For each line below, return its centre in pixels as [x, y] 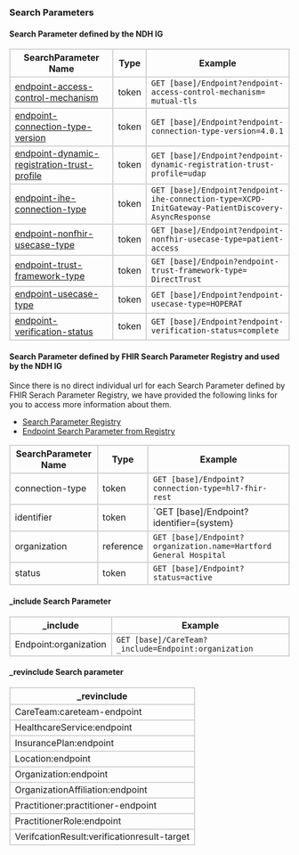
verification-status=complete [215, 331]
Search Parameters [52, 12]
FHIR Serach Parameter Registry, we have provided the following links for [144, 395]
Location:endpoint [53, 758]
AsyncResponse [181, 217]
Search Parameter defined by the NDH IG [86, 34]
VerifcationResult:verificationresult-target [102, 836]
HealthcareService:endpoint [73, 727]
